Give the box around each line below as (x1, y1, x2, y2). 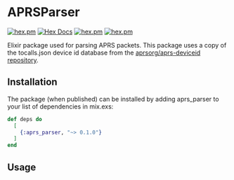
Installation (7, 76, 58, 88)
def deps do (7, 116, 42, 123)
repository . (7, 55, 39, 64)
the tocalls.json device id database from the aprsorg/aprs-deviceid (7, 48, 201, 57)
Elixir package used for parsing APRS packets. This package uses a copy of (7, 41, 227, 49)
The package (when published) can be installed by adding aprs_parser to (7, 95, 219, 103)
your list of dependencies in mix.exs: (7, 102, 114, 111)
